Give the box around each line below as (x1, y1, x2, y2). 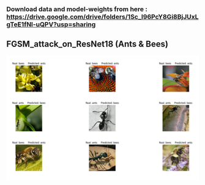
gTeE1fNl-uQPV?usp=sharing (6, 20, 96, 29)
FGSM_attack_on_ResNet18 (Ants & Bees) (6, 39, 168, 49)
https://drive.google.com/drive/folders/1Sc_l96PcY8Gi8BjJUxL (6, 12, 199, 21)
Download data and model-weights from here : (6, 5, 148, 13)
